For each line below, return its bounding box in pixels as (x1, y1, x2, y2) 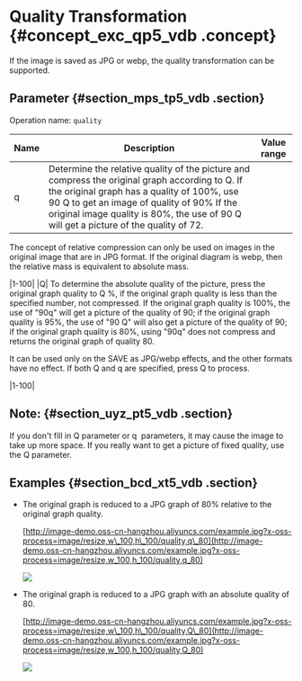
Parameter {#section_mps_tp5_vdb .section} (9, 91, 265, 106)
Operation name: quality (9, 114, 102, 125)
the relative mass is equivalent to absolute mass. (9, 261, 190, 272)
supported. (9, 65, 50, 76)
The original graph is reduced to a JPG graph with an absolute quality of (22, 589, 290, 600)
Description (123, 141, 175, 154)
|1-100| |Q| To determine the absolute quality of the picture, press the (9, 278, 266, 289)
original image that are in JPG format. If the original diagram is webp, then (9, 251, 283, 262)
